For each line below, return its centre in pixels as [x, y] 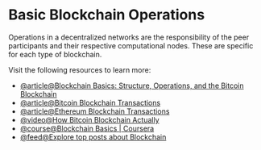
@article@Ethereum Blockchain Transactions [95, 111]
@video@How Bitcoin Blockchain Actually [89, 119]
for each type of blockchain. [55, 54]
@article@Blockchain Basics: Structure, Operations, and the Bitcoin [132, 85]
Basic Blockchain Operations [107, 15]
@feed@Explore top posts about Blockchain [93, 137]
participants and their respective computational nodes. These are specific [131, 45]
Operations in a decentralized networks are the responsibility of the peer [129, 37]
